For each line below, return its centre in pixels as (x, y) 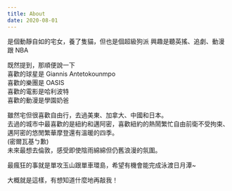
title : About (26, 14)
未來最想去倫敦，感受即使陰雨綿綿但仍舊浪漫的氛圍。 (84, 150)
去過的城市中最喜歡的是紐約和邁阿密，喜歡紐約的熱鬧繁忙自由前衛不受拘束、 (118, 124)
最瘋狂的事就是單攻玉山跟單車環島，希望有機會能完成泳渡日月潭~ (102, 165)
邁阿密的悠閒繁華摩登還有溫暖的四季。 (63, 132)
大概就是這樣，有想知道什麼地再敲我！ (63, 180)
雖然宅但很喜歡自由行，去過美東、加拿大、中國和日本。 (87, 115)
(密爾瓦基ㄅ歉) (28, 141)
